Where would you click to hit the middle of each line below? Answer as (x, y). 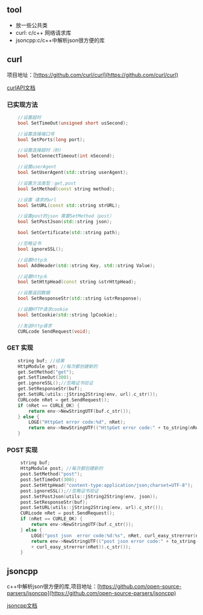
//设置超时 (30, 117)
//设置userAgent (37, 167)
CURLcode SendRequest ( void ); (54, 331)
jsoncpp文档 (22, 606)
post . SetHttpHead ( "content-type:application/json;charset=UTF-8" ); (107, 485)
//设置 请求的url (37, 200)
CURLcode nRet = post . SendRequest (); (67, 513)
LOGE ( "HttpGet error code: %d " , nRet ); (77, 422)
